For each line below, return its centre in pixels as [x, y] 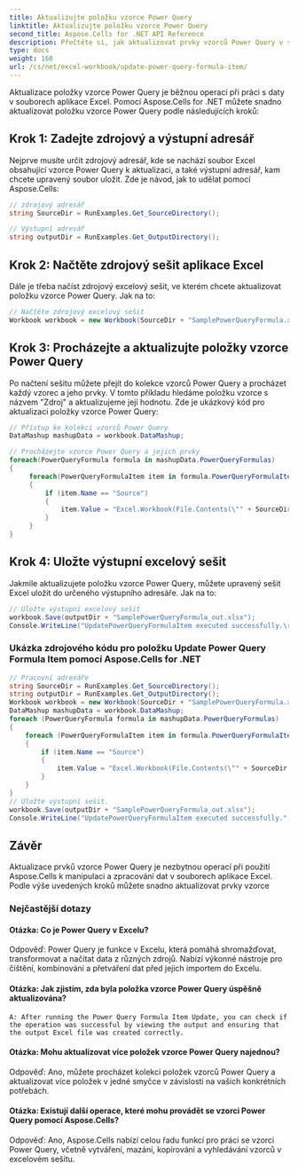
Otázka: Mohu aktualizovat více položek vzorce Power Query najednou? [145, 1052]
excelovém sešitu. [42, 1159]
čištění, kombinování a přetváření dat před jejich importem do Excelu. [135, 969]
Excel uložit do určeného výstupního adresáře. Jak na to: [113, 593]
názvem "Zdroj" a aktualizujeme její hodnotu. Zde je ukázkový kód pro [137, 402]
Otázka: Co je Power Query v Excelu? [79, 930]
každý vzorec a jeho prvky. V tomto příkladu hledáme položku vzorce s [139, 392]
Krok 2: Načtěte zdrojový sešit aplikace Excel [137, 265]
